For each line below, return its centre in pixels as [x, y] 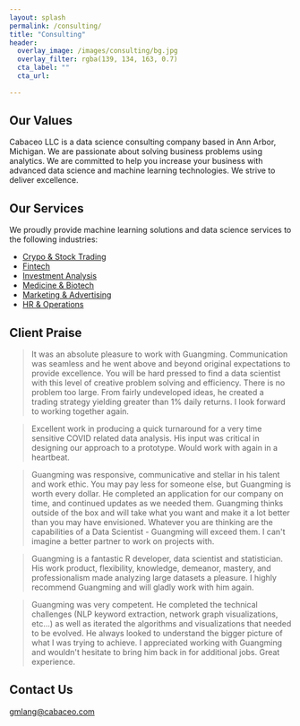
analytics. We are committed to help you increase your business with [136, 161]
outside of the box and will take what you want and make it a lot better [161, 513]
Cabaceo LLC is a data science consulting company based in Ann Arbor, [143, 142]
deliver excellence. [44, 180]
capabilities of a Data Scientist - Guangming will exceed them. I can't [158, 532]
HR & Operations [53, 305]
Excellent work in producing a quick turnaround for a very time [146, 429]
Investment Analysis [59, 276]
